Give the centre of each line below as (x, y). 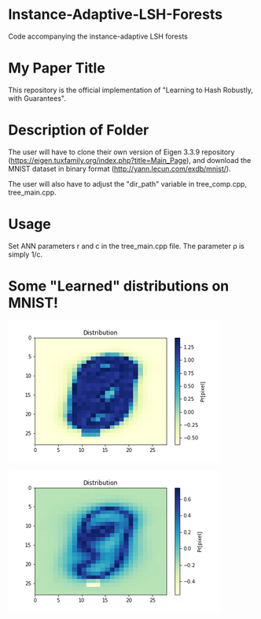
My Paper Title (57, 68)
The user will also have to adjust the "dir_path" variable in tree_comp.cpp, (128, 183)
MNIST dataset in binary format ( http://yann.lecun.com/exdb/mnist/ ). (119, 169)
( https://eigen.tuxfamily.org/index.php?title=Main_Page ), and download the (130, 160)
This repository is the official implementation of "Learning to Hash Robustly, (130, 90)
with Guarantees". (37, 98)
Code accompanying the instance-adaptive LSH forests (98, 36)
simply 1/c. (26, 254)
